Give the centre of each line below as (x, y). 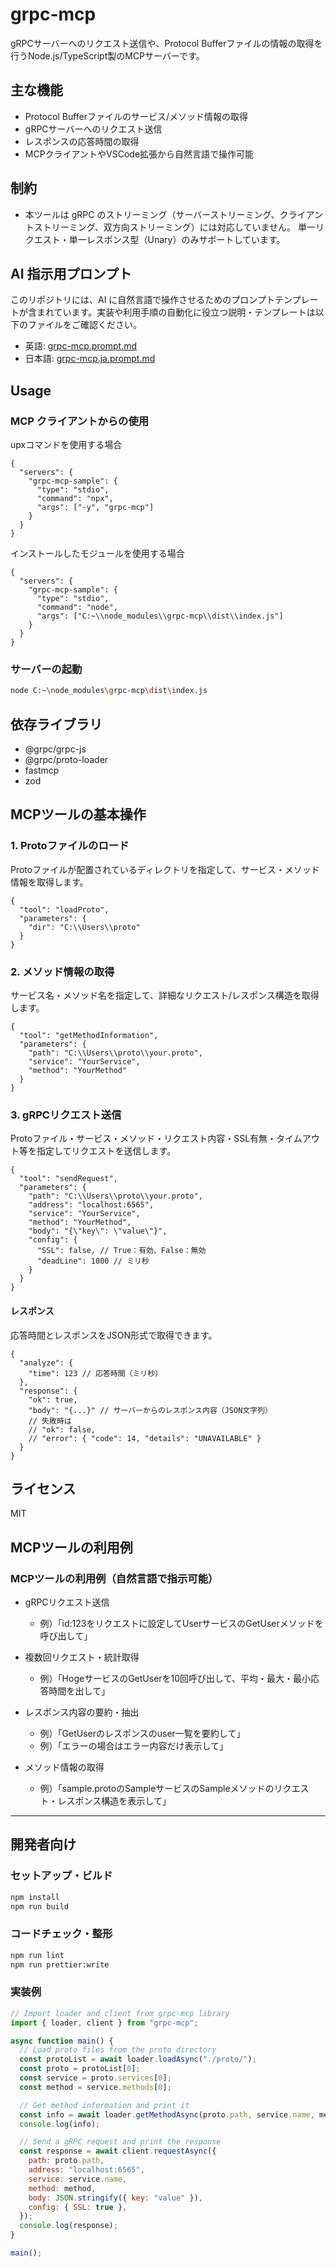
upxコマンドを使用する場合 (66, 445)
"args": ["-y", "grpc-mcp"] (95, 508)
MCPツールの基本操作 (78, 814)
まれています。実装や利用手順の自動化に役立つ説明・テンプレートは (176, 312)
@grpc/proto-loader (66, 760)
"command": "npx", (75, 499)
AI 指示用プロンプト (71, 273)
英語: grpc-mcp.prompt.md (81, 346)
